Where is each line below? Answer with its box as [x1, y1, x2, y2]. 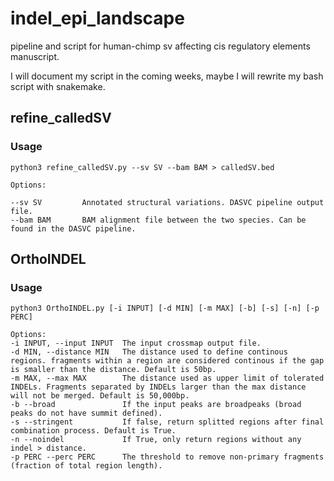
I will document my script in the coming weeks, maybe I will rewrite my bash [10, 70, 324, 82]
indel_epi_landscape [10, 7, 185, 30]
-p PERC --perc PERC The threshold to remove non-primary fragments [10, 452, 325, 462]
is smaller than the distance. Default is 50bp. [10, 365, 217, 375]
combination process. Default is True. [10, 426, 177, 436]
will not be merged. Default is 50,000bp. [10, 391, 190, 401]
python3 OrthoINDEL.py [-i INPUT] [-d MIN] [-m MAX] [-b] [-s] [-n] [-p [10, 303, 320, 314]
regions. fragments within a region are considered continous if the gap [10, 356, 325, 366]
